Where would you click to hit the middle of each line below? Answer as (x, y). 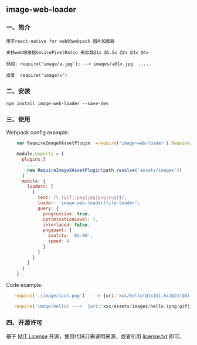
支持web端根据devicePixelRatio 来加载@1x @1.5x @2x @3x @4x (77, 52)
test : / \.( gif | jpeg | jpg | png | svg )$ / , (82, 198)
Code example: (24, 285)
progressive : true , (67, 214)
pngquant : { (57, 230)
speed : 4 (58, 241)
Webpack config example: (38, 133)
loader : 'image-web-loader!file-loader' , (89, 203)
